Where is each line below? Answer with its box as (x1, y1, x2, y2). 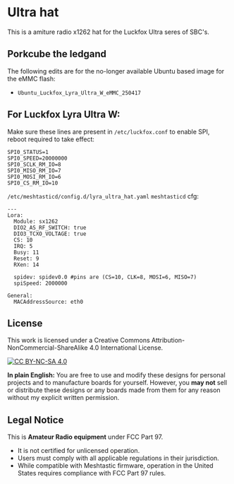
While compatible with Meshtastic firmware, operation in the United (17, 461, 214, 470)
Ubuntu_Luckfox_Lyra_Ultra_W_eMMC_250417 (17, 89, 141, 96)
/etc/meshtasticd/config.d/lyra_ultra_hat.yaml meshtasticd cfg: (7, 191, 199, 200)
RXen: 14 (13, 261, 39, 268)
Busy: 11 (13, 249, 39, 256)
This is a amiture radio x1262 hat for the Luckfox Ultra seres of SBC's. (7, 28, 210, 36)
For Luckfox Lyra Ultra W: (7, 109, 121, 121)
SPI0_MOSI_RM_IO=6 (7, 173, 61, 180)
